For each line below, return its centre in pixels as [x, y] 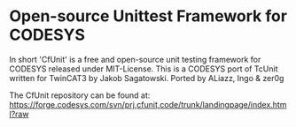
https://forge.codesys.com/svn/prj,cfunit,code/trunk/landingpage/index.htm [148, 104]
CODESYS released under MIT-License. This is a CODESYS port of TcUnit [144, 69]
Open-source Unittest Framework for [148, 16]
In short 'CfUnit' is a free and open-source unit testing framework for [135, 59]
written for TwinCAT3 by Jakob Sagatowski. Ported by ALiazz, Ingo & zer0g [147, 78]
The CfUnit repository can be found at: [80, 95]
